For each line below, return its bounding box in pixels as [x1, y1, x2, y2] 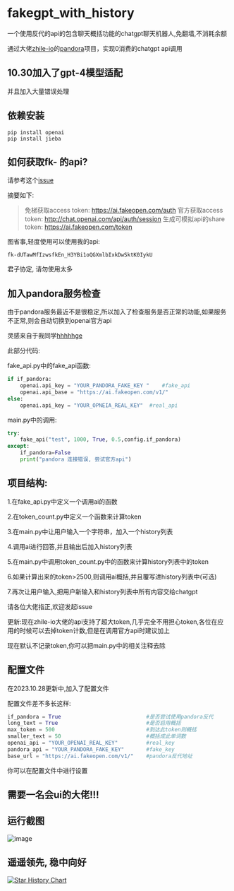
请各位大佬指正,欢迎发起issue [7, 602, 93, 610]
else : [7, 395, 23, 402]
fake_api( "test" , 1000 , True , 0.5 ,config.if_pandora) [20, 436, 181, 443]
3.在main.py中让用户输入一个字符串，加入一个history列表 [7, 527, 173, 536]
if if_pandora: [7, 376, 52, 383]
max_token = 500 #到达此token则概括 [7, 726, 197, 733]
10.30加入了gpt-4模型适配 [7, 67, 123, 79]
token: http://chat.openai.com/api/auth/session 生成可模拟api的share [24, 215, 226, 223]
